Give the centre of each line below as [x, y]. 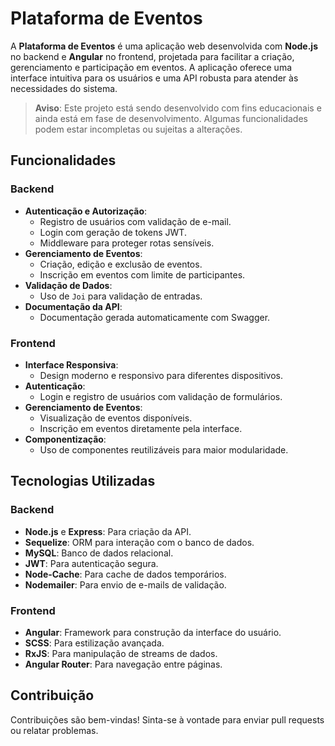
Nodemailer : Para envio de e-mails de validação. [125, 584]
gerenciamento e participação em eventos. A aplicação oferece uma [151, 67]
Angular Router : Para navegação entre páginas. [123, 664]
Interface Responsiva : [71, 364]
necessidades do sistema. [64, 88]
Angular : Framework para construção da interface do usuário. [153, 632]
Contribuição [52, 695]
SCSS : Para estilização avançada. [94, 643]
